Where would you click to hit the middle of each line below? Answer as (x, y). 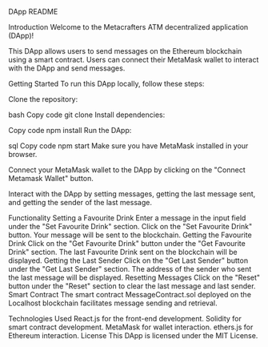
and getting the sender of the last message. (80, 202)
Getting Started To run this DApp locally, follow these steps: (106, 84)
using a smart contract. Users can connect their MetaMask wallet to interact (134, 60)
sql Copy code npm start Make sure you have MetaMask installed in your (128, 146)
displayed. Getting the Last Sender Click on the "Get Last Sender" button (128, 260)
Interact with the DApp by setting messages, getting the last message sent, (132, 194)
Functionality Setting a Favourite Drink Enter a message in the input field (127, 218)
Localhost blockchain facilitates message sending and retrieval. (113, 303)
